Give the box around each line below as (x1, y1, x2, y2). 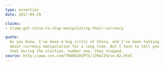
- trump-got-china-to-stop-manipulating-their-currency (5, 25, 124, 30)
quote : (5, 34, 19, 40)
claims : (5, 21, 21, 26)
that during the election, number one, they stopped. (9, 48, 124, 53)
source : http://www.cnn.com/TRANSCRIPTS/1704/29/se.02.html (5, 53, 133, 58)
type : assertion (5, 7, 39, 12)
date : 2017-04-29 (5, 12, 41, 17)
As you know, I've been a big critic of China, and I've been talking (9, 39, 160, 44)
